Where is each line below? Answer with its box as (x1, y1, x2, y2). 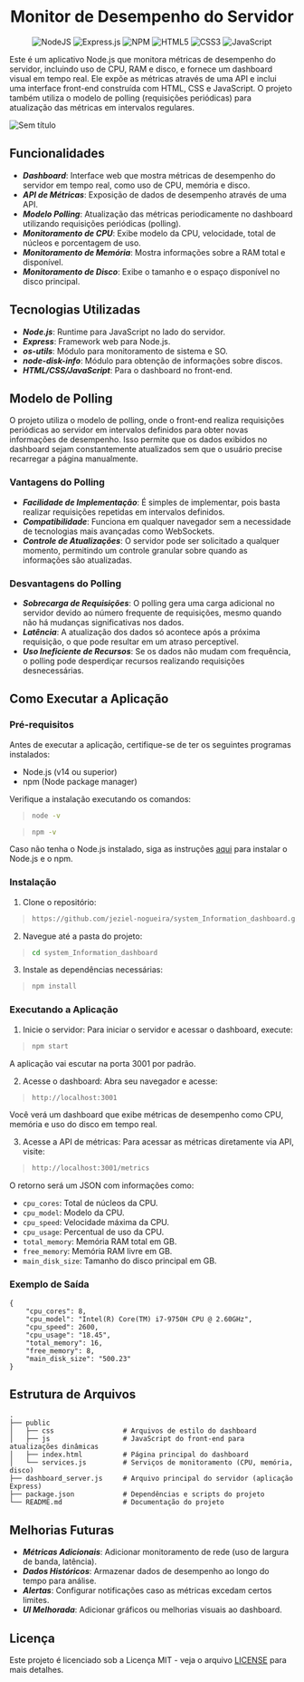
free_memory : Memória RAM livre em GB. (22, 1246, 173, 1257)
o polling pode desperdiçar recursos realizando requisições (22, 655, 245, 666)
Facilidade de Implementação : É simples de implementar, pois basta (22, 497, 280, 507)
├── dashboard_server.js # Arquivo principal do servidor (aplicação (9, 1474, 294, 1484)
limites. (22, 1595, 50, 1606)
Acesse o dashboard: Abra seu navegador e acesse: (22, 1076, 218, 1087)
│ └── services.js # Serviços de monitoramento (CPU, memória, (9, 1458, 294, 1467)
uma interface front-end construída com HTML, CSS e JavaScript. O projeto (9, 82, 292, 93)
